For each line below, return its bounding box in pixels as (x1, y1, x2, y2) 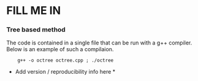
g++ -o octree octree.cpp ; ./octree (17, 57, 114, 64)
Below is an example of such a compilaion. (6, 46, 114, 53)
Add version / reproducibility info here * (15, 68, 116, 76)
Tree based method (6, 26, 66, 34)
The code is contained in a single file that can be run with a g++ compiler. (6, 39, 192, 46)
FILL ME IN (6, 4, 61, 18)
